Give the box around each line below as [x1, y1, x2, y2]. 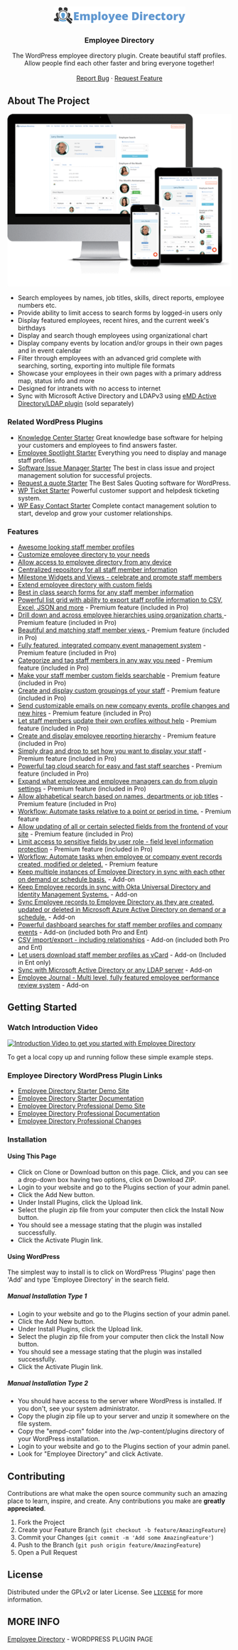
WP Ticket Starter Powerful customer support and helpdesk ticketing [17, 486, 220, 495]
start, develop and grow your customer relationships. [17, 508, 173, 518]
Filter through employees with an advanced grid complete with [17, 354, 201, 363]
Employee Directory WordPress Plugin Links [7, 1070, 163, 1080]
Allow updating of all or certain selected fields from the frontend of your [17, 822, 229, 830]
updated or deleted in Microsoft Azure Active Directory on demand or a [17, 905, 226, 914]
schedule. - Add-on [17, 913, 76, 921]
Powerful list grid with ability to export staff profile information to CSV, [17, 595, 223, 604]
